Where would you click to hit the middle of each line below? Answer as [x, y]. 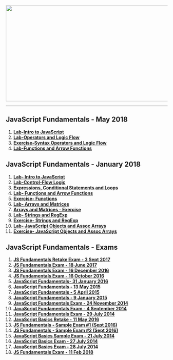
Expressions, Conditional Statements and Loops [66, 188]
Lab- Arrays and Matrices [41, 204]
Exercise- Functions [35, 198]
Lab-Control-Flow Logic [39, 182]
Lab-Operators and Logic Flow [46, 137]
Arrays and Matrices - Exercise [47, 209]
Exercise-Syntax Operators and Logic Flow [60, 143]
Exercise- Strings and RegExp [46, 220]
